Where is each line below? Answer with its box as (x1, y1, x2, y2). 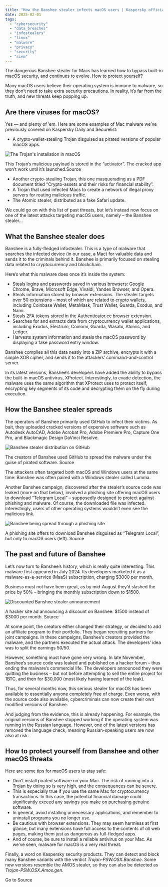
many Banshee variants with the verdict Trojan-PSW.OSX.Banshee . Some (5, 856, 156, 862)
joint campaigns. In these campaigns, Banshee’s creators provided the (5, 634, 150, 640)
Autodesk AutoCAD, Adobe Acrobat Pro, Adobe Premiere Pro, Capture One (5, 429, 159, 435)
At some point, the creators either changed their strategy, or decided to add (5, 623, 161, 629)
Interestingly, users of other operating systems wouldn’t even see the (5, 505, 148, 511)
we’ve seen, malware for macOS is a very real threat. (12, 841, 121, 847)
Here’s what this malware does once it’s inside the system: (5, 271, 125, 277)
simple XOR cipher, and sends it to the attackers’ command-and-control (5, 354, 153, 360)
